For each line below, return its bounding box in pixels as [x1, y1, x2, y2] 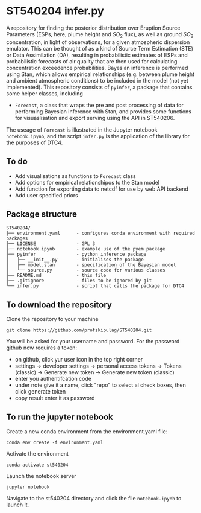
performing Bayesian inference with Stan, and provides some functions [14, 107, 191, 115]
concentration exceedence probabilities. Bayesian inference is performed [6, 64, 188, 71]
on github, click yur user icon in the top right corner [14, 356, 143, 363]
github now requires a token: [6, 344, 77, 351]
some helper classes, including [6, 89, 83, 97]
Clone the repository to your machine [6, 316, 99, 323]
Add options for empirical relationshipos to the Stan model [14, 179, 160, 186]
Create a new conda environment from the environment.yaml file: [6, 427, 168, 435]
